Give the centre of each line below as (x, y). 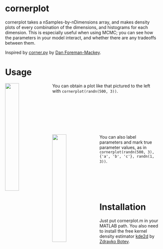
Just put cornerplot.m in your (129, 221)
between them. (20, 43)
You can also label (118, 137)
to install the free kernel (123, 231)
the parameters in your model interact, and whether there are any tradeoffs (81, 38)
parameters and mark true (126, 142)
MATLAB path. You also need (129, 225)
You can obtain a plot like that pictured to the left (101, 86)
